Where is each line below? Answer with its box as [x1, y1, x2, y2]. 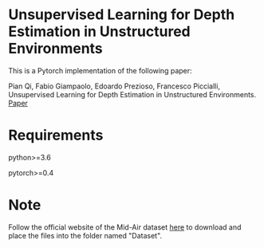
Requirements [8, 126, 104, 144]
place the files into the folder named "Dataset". [8, 230, 162, 240]
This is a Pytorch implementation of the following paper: [8, 65, 193, 75]
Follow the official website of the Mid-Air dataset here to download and [8, 222, 242, 232]
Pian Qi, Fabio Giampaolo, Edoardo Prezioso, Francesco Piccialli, [8, 81, 221, 91]
